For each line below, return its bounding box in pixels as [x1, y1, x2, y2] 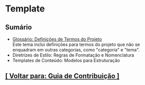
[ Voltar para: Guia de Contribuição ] [5, 72, 120, 80]
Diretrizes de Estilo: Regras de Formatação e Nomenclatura [12, 52, 135, 58]
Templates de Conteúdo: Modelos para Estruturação [12, 57, 121, 63]
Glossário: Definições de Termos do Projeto [12, 36, 102, 42]
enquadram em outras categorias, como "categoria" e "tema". [12, 47, 140, 52]
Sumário [5, 23, 32, 31]
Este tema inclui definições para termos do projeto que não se [12, 41, 141, 47]
